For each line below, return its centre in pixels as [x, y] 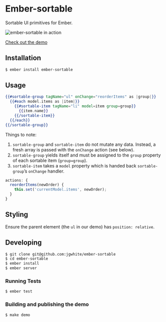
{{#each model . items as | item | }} [45, 102]
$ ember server [21, 268]
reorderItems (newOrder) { [37, 185]
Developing [23, 243]
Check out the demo [26, 42]
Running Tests [23, 281]
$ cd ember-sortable [27, 259]
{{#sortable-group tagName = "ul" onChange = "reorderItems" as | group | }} [81, 97]
